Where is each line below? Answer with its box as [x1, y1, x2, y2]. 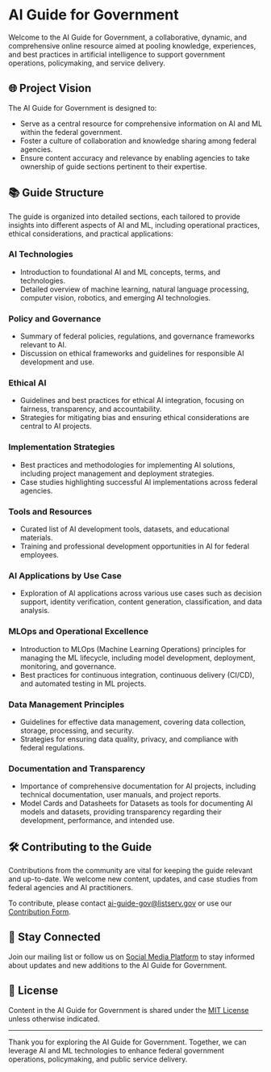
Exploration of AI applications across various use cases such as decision [19, 588, 262, 599]
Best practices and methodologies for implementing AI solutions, [19, 460, 236, 469]
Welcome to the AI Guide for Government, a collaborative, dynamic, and [8, 32, 248, 42]
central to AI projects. [19, 422, 92, 431]
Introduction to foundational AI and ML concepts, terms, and [19, 267, 221, 276]
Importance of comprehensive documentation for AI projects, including [19, 781, 256, 791]
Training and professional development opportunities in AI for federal [19, 541, 250, 551]
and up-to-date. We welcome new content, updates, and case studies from [8, 874, 258, 884]
